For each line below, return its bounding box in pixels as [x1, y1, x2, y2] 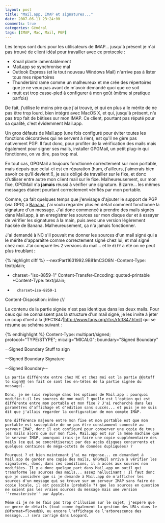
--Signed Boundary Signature [5, 356, 65, 362]
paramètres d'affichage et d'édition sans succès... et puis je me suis [5, 405, 157, 410]
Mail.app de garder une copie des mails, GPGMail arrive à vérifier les [5, 457, 157, 462]
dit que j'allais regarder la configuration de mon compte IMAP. [5, 410, 141, 414]
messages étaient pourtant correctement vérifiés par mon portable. [5, 187, 141, 192]
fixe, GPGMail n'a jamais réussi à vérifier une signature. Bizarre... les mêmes [5, 182, 160, 187]
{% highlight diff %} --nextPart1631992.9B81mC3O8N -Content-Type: [5, 258, 146, 263]
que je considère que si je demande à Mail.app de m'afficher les [5, 474, 144, 479]
